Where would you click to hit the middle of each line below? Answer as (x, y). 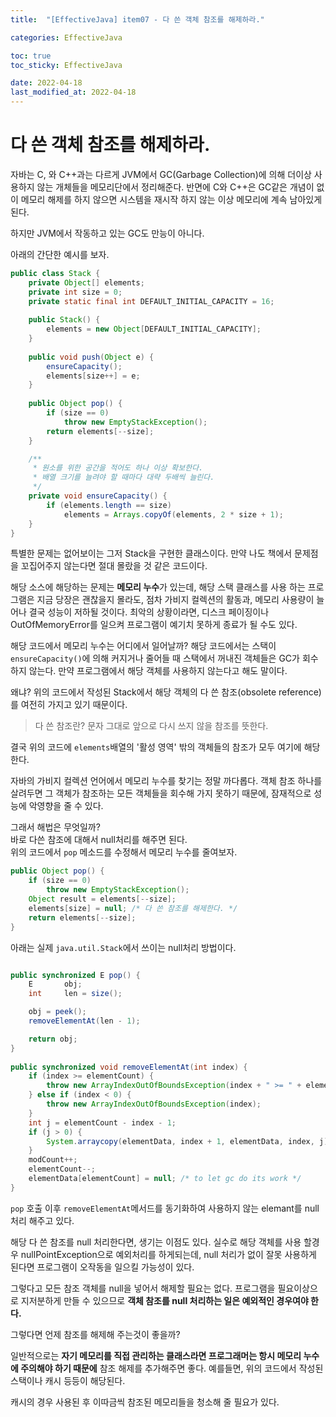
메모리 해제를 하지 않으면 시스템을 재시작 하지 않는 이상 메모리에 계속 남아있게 (171, 199)
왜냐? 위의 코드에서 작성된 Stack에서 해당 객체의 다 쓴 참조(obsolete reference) (166, 692)
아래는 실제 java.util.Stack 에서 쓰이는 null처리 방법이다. (123, 947)
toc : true (31, 56)
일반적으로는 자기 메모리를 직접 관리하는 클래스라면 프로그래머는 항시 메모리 (156, 1355)
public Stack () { (64, 320)
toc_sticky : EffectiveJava (66, 65)
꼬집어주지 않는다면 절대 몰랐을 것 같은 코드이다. (114, 566)
